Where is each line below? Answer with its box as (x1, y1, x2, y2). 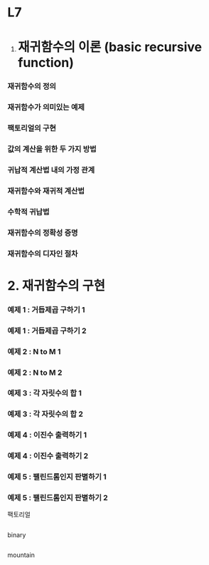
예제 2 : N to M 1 (7, 346, 61, 356)
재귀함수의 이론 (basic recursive (17, 39, 203, 56)
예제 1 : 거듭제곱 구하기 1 (7, 304, 85, 314)
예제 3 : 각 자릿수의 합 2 (7, 409, 83, 419)
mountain (7, 551, 36, 559)
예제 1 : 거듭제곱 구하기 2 (7, 326, 87, 336)
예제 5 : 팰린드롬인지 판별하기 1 (7, 472, 107, 482)
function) (17, 55, 75, 71)
